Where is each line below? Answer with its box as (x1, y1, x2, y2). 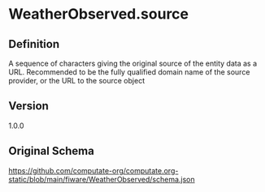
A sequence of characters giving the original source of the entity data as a (8, 58, 258, 68)
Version (8, 99, 49, 113)
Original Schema (8, 144, 95, 158)
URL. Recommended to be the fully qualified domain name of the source (8, 67, 250, 77)
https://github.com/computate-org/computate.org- (8, 165, 179, 175)
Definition (8, 37, 59, 51)
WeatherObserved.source (8, 5, 189, 23)
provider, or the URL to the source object (8, 76, 145, 85)
